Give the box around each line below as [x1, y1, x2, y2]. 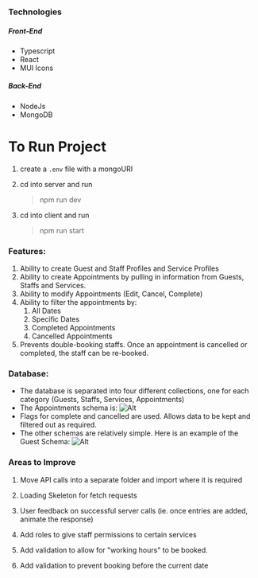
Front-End [8, 26, 43, 36]
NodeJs [19, 101, 46, 111]
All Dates [31, 306, 61, 316]
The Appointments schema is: [19, 403, 117, 412]
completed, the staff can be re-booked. [19, 349, 149, 358]
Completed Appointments [31, 323, 116, 333]
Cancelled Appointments [31, 331, 113, 341]
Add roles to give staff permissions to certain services [19, 529, 197, 539]
